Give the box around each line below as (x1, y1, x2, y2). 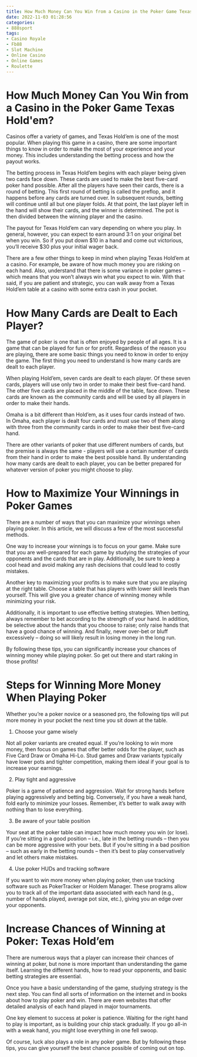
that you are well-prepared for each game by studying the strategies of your (6, 549, 190, 556)
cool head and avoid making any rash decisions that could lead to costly (6, 561, 181, 568)
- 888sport (6, 25, 33, 31)
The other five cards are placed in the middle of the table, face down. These (6, 387, 191, 394)
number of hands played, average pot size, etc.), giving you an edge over (6, 895, 184, 902)
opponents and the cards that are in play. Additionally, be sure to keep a (6, 555, 180, 562)
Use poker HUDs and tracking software (14, 865, 110, 872)
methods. (6, 531, 29, 538)
